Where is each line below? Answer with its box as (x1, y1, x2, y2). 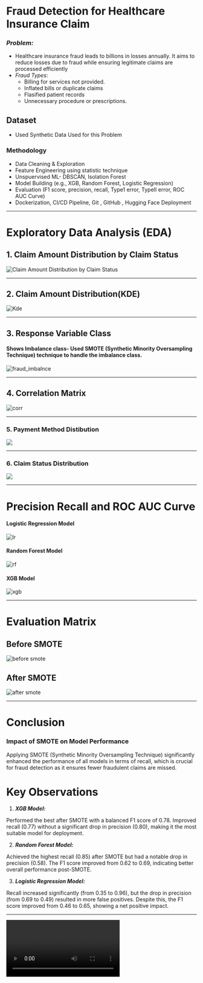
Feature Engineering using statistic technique (14, 167, 128, 174)
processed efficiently (14, 65, 68, 73)
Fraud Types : (14, 71, 48, 79)
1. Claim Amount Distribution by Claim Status (6, 250, 179, 260)
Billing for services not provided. (24, 78, 105, 85)
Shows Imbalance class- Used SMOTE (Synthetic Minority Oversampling (6, 345, 193, 352)
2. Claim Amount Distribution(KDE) (6, 289, 140, 299)
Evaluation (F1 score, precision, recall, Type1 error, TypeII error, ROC (14, 186, 185, 193)
